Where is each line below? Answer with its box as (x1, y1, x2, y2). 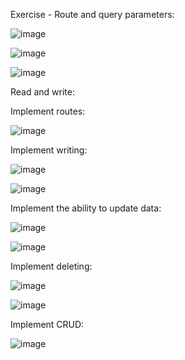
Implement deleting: (10, 260, 93, 272)
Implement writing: (10, 144, 88, 156)
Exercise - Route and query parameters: (10, 9, 175, 20)
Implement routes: (10, 105, 86, 117)
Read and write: (10, 86, 76, 98)
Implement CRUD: (10, 319, 85, 330)
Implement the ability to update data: (10, 202, 162, 214)
